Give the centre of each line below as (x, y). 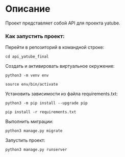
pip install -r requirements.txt (41, 112)
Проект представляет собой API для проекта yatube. (63, 23)
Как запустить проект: (35, 36)
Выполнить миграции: (29, 122)
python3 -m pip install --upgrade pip (46, 103)
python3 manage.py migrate (34, 131)
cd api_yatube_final (27, 57)
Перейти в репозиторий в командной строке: (55, 47)
